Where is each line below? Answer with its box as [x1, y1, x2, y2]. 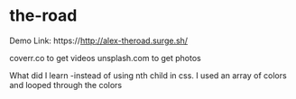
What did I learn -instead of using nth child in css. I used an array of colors [9, 69, 287, 81]
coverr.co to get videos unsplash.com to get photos [9, 52, 201, 63]
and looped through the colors [9, 79, 123, 90]
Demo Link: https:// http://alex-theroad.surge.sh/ [9, 35, 188, 46]
